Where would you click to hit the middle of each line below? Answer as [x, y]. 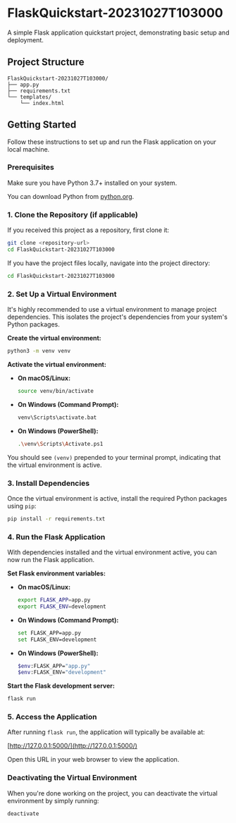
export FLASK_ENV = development [62, 606]
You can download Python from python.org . [71, 196]
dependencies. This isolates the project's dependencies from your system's [117, 317]
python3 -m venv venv [39, 351]
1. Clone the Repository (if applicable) [73, 214]
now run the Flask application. [51, 560]
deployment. [25, 39]
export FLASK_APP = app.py [54, 600]
